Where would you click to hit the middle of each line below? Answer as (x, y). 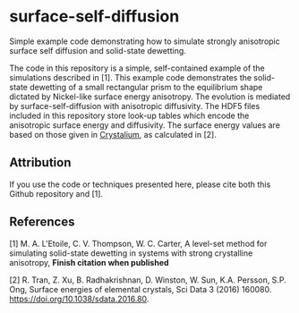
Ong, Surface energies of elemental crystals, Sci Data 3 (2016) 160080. (141, 289)
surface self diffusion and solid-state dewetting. (98, 50)
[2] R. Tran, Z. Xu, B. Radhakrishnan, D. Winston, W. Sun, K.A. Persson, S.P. (148, 280)
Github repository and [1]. (56, 193)
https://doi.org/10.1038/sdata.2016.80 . (79, 299)
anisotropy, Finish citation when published (89, 262)
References (42, 222)
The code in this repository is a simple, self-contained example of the (137, 68)
